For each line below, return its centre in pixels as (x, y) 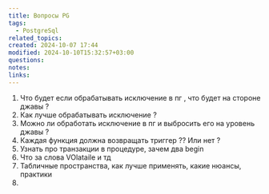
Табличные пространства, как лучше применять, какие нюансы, (130, 165)
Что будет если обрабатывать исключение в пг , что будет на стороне (140, 97)
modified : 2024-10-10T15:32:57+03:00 (71, 53)
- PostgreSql (37, 30)
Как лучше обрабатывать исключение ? (88, 115)
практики (36, 174)
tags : (17, 23)
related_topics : (35, 38)
